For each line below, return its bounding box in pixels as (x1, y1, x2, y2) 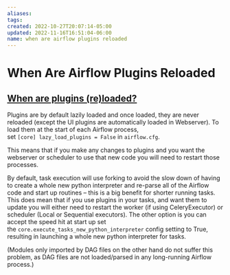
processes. (7, 161, 39, 169)
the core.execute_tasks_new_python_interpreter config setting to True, (7, 225, 208, 234)
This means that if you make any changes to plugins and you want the (7, 146, 205, 155)
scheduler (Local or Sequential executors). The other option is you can (7, 210, 207, 219)
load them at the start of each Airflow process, (7, 125, 139, 134)
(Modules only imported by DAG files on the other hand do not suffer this (7, 245, 214, 254)
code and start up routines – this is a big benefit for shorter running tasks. (7, 188, 216, 197)
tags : (7, 16, 23, 23)
